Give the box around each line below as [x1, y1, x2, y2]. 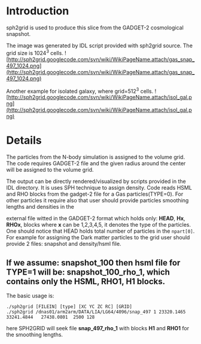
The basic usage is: [6, 292, 54, 299]
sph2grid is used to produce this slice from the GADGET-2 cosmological [6, 24, 184, 31]
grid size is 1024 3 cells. [6, 48, 64, 56]
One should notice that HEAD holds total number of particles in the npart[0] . [6, 227, 195, 235]
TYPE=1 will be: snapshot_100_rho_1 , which [6, 267, 170, 277]
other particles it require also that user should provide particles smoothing [6, 197, 189, 204]
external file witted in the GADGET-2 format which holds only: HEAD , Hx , [6, 215, 185, 222]
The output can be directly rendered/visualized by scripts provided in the [6, 178, 187, 185]
